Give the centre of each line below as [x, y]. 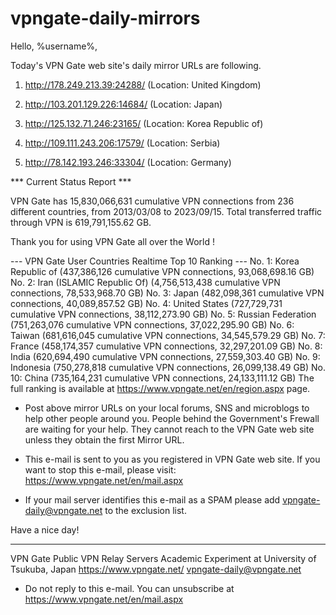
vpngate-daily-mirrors [105, 18]
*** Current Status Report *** [71, 181]
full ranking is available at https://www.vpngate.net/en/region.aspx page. [160, 388]
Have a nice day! [45, 529]
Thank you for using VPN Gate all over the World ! [112, 241]
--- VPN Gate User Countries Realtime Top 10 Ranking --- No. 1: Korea [155, 261]
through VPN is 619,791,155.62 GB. [81, 222]
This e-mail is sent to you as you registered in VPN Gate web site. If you [172, 459]
